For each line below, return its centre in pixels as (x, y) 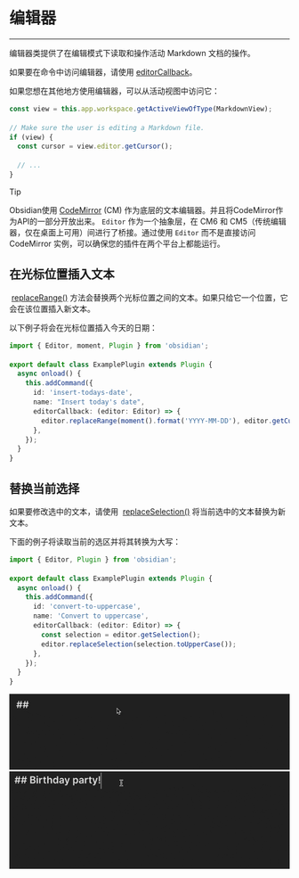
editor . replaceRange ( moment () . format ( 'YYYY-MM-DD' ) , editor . (157, 421)
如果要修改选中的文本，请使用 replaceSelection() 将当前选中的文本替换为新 (148, 511)
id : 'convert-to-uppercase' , (87, 607)
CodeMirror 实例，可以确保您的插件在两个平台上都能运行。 (117, 243)
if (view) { (31, 137)
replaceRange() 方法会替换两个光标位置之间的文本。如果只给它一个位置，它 (150, 297)
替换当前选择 (44, 488)
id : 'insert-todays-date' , (83, 393)
